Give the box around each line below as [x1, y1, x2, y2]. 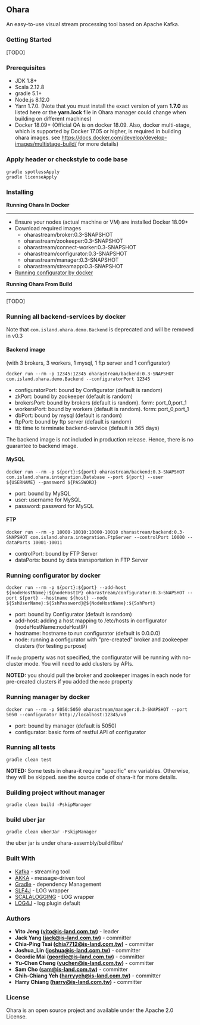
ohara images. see [14, 134, 61, 142]
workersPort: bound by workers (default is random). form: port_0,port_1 [14, 405, 189, 412]
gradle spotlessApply [6, 169, 60, 175]
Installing [6, 187, 34, 196]
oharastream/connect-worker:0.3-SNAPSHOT [23, 244, 137, 250]
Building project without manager [6, 788, 105, 797]
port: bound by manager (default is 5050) [14, 722, 117, 729]
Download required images [14, 225, 82, 231]
